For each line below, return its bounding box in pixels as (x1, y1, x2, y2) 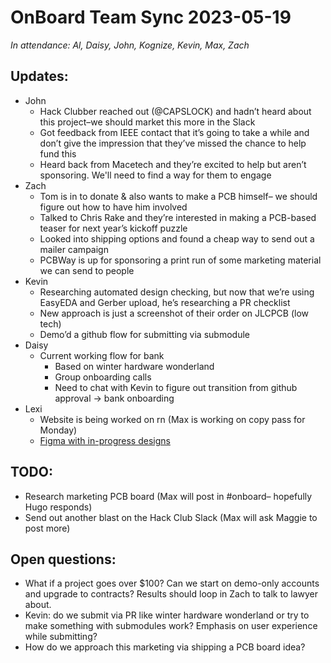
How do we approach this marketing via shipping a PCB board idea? (24, 641, 306, 653)
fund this (39, 147, 77, 160)
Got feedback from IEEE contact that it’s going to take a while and (39, 126, 310, 138)
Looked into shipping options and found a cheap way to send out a (39, 232, 315, 245)
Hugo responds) (24, 501, 93, 513)
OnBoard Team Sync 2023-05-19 (10, 6, 292, 29)
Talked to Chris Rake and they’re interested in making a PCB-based (39, 211, 317, 223)
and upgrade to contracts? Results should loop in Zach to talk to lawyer (24, 588, 318, 600)
